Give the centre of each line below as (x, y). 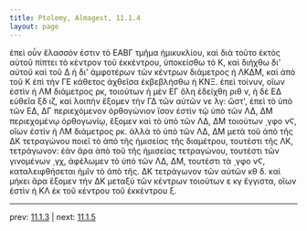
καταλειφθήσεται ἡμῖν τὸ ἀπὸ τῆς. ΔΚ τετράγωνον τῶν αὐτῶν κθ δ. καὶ (145, 171)
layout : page (34, 26)
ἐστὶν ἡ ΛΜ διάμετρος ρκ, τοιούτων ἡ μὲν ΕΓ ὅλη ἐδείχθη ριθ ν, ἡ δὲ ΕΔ (145, 91)
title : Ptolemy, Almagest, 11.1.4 (75, 18)
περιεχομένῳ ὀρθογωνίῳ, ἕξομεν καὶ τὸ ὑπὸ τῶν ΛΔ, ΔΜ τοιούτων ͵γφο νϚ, (153, 121)
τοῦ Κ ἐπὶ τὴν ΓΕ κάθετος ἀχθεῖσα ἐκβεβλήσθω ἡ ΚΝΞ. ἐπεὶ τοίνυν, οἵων (147, 81)
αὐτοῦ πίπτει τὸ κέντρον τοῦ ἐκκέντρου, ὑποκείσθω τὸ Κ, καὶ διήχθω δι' (145, 62)
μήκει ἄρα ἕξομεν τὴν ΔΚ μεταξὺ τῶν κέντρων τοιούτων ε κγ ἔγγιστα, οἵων (153, 181)
